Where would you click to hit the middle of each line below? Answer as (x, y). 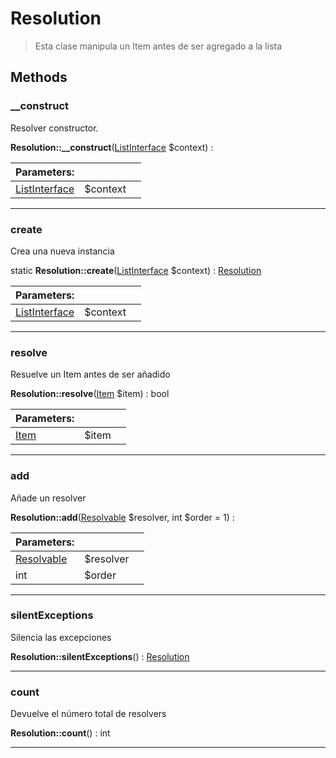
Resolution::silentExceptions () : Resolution (100, 656)
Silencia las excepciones (61, 637)
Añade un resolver (48, 498)
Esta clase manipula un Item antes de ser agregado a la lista (158, 46)
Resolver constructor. (54, 128)
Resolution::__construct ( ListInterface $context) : (112, 147)
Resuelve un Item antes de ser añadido (90, 374)
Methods (39, 77)
